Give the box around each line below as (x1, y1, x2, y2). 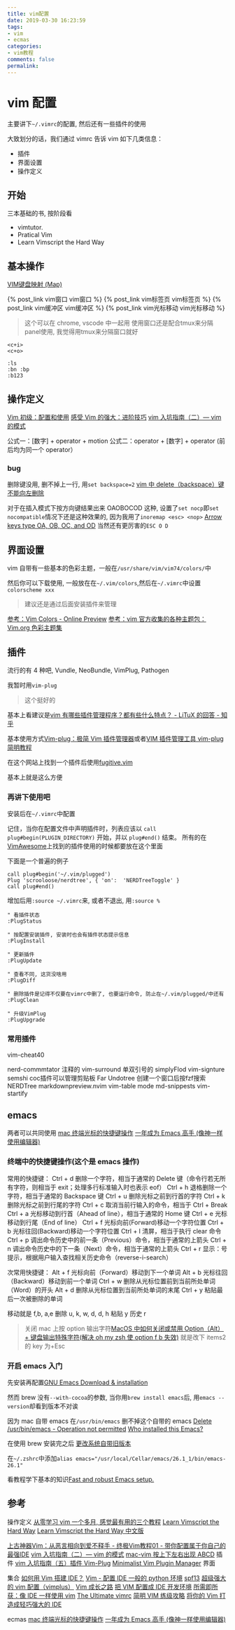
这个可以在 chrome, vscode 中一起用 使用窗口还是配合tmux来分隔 (24, 319, 213, 327)
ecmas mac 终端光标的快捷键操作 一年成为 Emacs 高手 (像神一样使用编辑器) (7, 1615, 226, 1623)
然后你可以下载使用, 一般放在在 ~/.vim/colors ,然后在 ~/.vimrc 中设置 (7, 579, 201, 587)
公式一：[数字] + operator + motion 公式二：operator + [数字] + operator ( (7, 436, 220, 445)
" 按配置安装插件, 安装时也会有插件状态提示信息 (7, 931, 129, 939)
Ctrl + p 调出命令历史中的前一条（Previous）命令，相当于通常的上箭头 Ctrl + (7, 1236, 227, 1244)
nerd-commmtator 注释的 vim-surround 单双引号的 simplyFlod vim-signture (7, 1064, 225, 1074)
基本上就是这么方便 (7, 773, 63, 781)
